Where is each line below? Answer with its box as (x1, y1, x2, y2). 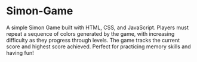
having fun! (6, 49, 34, 56)
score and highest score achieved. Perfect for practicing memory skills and (6, 43, 191, 50)
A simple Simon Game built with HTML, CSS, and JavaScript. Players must (6, 24, 189, 31)
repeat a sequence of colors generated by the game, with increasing (6, 30, 175, 37)
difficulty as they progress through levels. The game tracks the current (6, 36, 180, 44)
